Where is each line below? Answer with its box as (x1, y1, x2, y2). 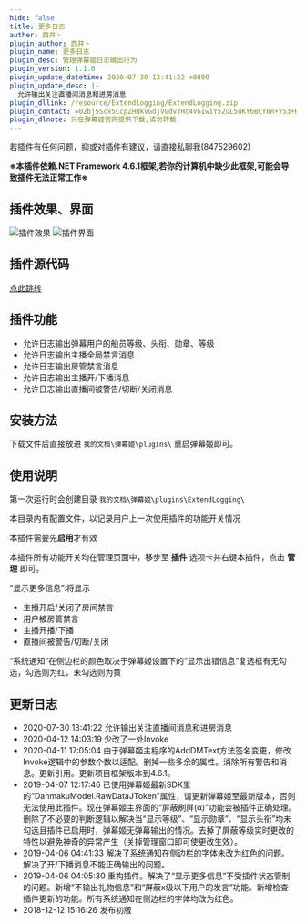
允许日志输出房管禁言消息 (22, 360, 119, 371)
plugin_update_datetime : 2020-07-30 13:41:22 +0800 (9, 73, 209, 82)
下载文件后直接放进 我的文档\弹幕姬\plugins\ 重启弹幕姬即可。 (9, 439, 239, 450)
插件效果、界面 (9, 202, 94, 217)
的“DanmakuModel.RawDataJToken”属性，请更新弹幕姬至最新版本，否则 (22, 791, 296, 801)
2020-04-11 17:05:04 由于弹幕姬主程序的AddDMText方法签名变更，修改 (22, 745, 291, 755)
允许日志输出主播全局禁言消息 (22, 348, 135, 360)
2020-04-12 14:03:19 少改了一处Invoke (22, 733, 169, 744)
